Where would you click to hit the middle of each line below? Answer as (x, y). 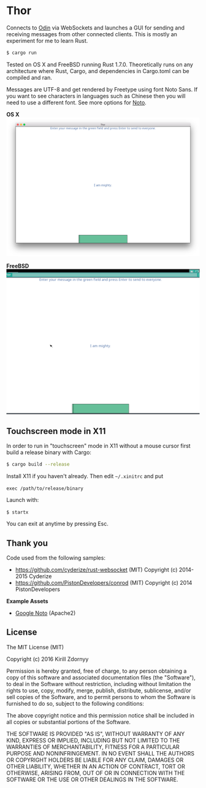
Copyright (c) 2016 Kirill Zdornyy (48, 659)
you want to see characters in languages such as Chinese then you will (96, 96)
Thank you (27, 543)
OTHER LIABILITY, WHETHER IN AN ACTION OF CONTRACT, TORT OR (96, 766)
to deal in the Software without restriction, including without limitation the (99, 684)
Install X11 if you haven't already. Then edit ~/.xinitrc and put (85, 476)
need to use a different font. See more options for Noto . (77, 102)
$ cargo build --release (38, 465)
